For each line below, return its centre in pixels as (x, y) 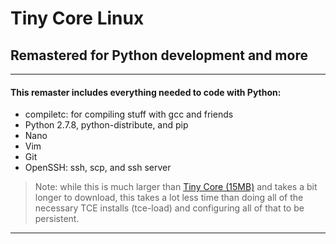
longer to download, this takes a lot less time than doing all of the (169, 198)
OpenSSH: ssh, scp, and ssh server (98, 168)
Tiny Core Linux (77, 18)
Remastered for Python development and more (159, 55)
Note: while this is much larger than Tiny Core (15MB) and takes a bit (176, 187)
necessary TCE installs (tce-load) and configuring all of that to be (169, 208)
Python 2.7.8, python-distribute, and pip (106, 125)
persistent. (57, 219)
